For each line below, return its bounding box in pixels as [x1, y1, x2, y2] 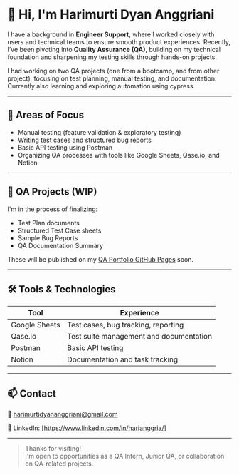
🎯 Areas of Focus [7, 109, 85, 121]
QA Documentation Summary [17, 241, 104, 250]
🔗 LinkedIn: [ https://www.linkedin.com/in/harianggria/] [7, 424, 167, 432]
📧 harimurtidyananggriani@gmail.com [7, 410, 118, 419]
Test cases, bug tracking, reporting [67, 320, 184, 330]
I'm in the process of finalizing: [7, 205, 98, 213]
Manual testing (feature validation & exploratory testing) [17, 128, 181, 136]
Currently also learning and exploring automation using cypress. [7, 81, 196, 90]
